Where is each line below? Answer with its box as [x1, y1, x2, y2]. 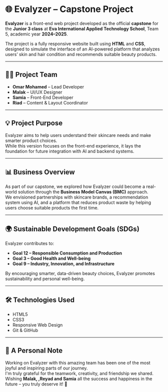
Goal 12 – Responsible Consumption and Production [12, 250, 122, 256]
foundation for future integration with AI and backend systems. [5, 148, 134, 154]
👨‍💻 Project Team [5, 70, 57, 79]
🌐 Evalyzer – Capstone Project [5, 3, 133, 15]
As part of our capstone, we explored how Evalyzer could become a [5, 183, 145, 189]
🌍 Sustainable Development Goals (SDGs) [5, 224, 140, 233]
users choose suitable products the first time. [5, 205, 99, 211]
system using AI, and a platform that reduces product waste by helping [5, 199, 151, 205]
